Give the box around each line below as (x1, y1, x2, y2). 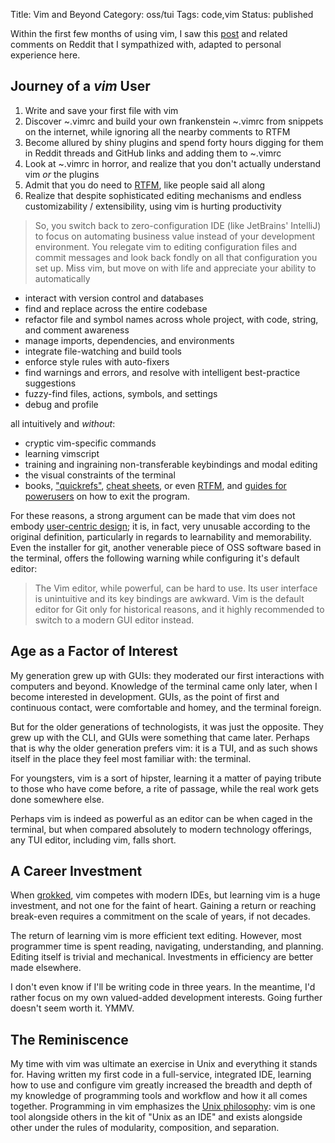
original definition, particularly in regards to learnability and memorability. (10, 530, 312, 543)
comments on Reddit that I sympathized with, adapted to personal (10, 39, 282, 50)
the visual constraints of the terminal (24, 469, 176, 481)
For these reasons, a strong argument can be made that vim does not (10, 509, 296, 521)
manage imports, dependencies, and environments (24, 334, 235, 346)
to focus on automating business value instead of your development (34, 230, 316, 242)
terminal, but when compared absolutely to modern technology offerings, (10, 823, 313, 835)
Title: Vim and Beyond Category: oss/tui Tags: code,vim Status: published (10, 9, 314, 20)
